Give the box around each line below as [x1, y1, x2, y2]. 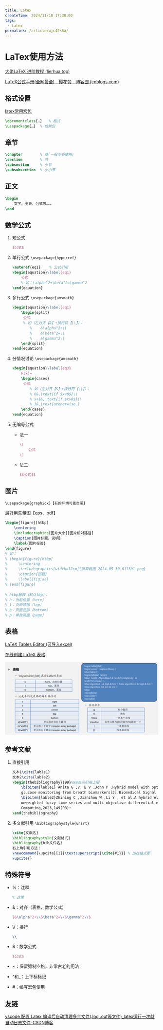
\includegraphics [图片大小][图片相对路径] [14, 531, 94, 536]
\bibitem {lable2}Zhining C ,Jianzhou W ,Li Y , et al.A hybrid [21, 795, 152, 800]
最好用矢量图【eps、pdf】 [5, 510, 58, 516]
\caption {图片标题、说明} [14, 536, 61, 541]
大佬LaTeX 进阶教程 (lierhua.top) [5, 69, 70, 74]
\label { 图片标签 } [14, 541, 46, 546]
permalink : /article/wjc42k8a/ [5, 28, 69, 34]
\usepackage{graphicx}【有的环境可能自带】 [5, 501, 88, 506]
